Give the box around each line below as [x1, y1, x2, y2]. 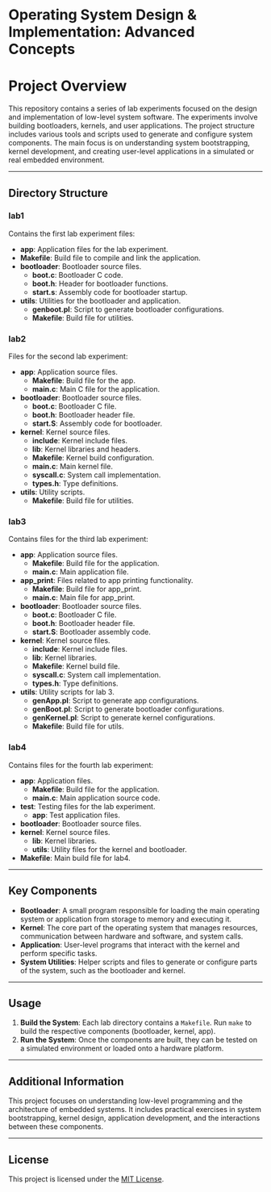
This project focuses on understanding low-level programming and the [8, 1096, 244, 1106]
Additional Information [8, 1074, 124, 1088]
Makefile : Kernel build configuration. [31, 453, 155, 463]
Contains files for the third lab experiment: [8, 535, 149, 544]
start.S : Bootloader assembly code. [31, 627, 151, 637]
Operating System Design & [8, 6, 198, 24]
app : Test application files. [31, 810, 121, 820]
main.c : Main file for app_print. [31, 593, 135, 602]
